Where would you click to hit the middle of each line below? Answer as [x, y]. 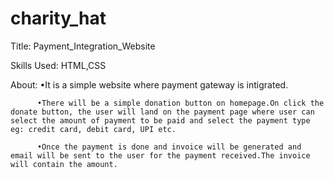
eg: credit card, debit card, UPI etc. [93, 129]
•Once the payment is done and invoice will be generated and [169, 147]
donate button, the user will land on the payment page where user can [162, 112]
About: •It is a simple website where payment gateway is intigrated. [149, 84]
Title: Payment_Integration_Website [83, 46]
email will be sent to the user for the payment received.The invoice [160, 155]
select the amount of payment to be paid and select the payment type [160, 120]
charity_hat [58, 18]
